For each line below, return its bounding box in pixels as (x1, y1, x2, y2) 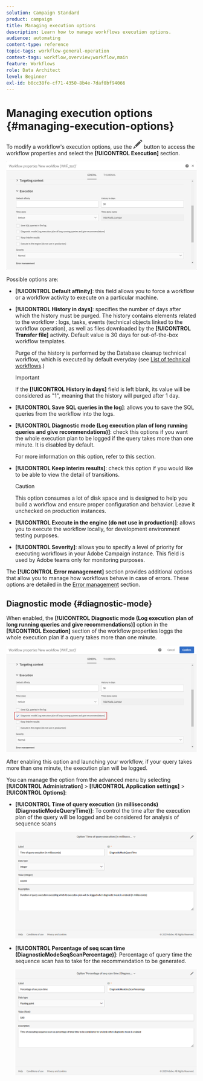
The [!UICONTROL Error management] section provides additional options (6, 568, 193, 575)
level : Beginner (6, 73, 47, 80)
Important (14, 374, 40, 381)
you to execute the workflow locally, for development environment (14, 526, 180, 533)
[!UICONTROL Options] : (6, 789, 67, 796)
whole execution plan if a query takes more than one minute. (6, 633, 157, 641)
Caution (14, 483, 35, 490)
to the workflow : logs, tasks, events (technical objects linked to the (14, 318, 183, 326)
